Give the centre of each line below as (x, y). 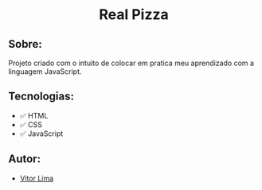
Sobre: (25, 44)
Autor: (25, 159)
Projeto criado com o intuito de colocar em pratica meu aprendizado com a (131, 63)
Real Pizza (134, 15)
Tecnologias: (41, 97)
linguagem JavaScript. (45, 72)
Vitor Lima (37, 178)
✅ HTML (34, 115)
